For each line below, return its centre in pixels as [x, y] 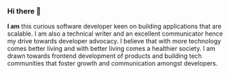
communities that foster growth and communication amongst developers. [113, 64]
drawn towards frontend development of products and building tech [105, 56]
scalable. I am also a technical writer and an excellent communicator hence [115, 34]
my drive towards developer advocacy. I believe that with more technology [114, 41]
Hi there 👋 [24, 11]
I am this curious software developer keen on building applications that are [114, 27]
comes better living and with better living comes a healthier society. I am [112, 49]
